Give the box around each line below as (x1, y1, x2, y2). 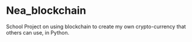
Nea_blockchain (6, 4, 87, 17)
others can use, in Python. (6, 29, 70, 36)
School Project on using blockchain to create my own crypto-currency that (6, 23, 186, 30)
